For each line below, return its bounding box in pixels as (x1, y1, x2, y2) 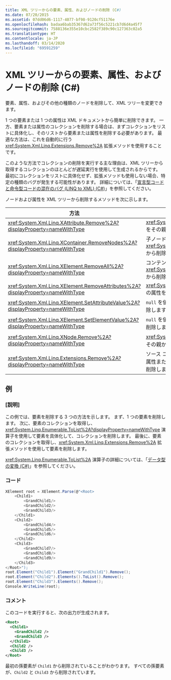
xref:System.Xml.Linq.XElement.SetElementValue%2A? (8, 316, 139, 323)
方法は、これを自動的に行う (14, 136, 72, 142)
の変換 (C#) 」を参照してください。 (5, 463, 78, 469)
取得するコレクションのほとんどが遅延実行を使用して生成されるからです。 (5, 166, 161, 172)
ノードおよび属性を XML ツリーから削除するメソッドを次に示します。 (5, 196, 151, 202)
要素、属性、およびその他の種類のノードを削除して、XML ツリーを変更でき (5, 100, 163, 106)
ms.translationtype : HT (5, 31, 56, 36)
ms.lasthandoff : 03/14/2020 (5, 41, 65, 46)
